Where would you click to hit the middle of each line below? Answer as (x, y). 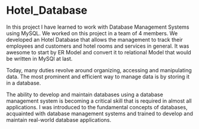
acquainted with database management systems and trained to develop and (99, 113)
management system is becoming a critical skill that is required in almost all (99, 101)
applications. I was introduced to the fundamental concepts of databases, (97, 107)
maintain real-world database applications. (59, 119)
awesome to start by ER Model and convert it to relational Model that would (99, 52)
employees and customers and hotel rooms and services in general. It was (98, 46)
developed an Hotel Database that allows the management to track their (95, 39)
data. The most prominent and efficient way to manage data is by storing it (98, 76)
